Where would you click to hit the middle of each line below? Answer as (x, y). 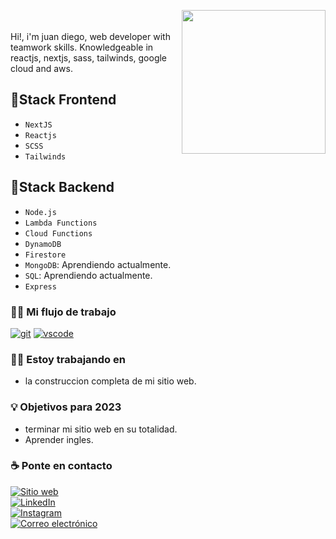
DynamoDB (43, 244)
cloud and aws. (41, 68)
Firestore (45, 255)
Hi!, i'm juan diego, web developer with (90, 36)
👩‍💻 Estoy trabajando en (68, 359)
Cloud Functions (58, 233)
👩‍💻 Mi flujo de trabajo (63, 312)
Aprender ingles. (59, 439)
